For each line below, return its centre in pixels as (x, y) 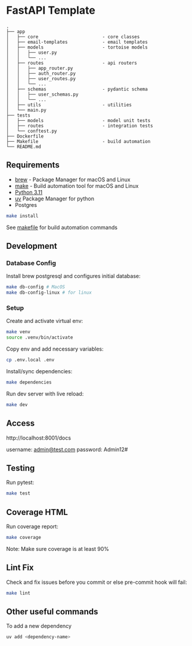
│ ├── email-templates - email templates (77, 42)
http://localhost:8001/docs (39, 438)
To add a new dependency (39, 626)
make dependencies (29, 382)
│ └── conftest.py (32, 131)
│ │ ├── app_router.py (40, 68)
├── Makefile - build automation (78, 141)
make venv (18, 332)
